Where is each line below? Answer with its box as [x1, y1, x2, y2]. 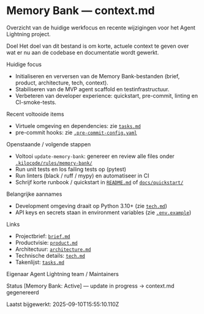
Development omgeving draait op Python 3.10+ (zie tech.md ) [15, 202, 167, 209]
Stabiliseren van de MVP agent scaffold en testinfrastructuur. [15, 85, 170, 92]
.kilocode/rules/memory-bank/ [15, 160, 93, 166]
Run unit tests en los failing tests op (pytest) [15, 165, 127, 173]
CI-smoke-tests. [15, 99, 57, 106]
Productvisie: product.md [15, 239, 78, 246]
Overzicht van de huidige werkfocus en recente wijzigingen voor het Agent [6, 24, 196, 31]
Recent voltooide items [6, 110, 64, 118]
